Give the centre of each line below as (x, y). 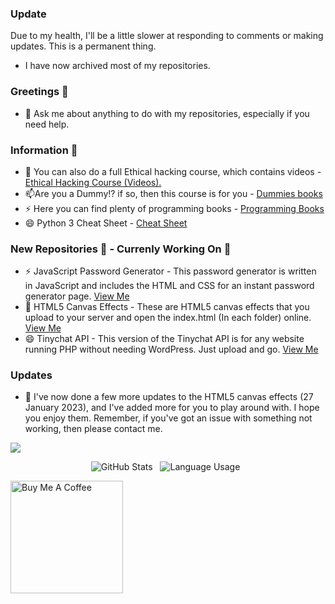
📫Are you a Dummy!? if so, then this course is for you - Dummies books (173, 193)
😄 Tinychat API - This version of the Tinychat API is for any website (164, 339)
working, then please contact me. (93, 429)
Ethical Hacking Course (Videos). (93, 182)
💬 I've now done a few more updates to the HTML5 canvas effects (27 (169, 397)
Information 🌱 (44, 150)
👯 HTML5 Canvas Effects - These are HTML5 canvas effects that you (167, 307)
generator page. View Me (77, 296)
